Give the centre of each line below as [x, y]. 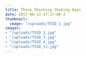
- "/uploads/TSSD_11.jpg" [32, 47]
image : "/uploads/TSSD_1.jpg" [41, 24]
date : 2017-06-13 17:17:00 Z [35, 14]
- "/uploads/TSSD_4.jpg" [31, 42]
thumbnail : [16, 19]
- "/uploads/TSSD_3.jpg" [31, 38]
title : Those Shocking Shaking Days [43, 10]
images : [13, 28]
